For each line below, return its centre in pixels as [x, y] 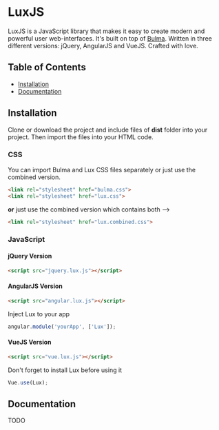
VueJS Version [30, 342]
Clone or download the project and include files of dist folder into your [108, 130]
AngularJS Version [35, 286]
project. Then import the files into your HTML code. [81, 137]
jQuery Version [30, 256]
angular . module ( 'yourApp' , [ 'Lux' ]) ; [62, 327]
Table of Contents [47, 67]
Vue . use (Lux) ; [28, 382]
